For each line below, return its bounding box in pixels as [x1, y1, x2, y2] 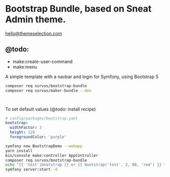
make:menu [12, 64, 37, 70]
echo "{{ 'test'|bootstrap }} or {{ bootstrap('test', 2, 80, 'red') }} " [5, 162, 166, 167]
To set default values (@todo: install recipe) [5, 106, 96, 112]
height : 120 [10, 130, 35, 135]
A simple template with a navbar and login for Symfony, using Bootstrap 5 [5, 74, 158, 80]
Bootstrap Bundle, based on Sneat [5, 3, 152, 15]
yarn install [5, 148, 33, 153]
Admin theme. [5, 14, 66, 25]
